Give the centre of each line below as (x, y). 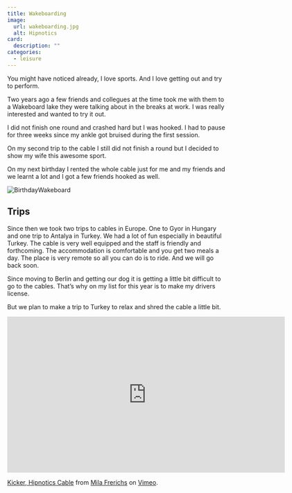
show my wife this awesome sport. (57, 155)
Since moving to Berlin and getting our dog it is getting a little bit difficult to (114, 279)
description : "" (37, 46)
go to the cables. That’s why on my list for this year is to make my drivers (111, 286)
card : (15, 40)
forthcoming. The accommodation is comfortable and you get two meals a (113, 250)
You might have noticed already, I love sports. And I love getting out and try (115, 78)
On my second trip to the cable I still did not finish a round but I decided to (113, 148)
